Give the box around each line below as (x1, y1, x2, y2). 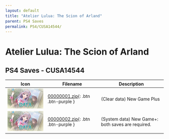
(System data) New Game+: (101, 116, 158, 122)
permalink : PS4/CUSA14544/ (5, 24, 62, 29)
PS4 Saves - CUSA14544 (5, 66, 85, 75)
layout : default (5, 8, 39, 13)
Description (119, 81, 144, 87)
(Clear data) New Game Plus (101, 96, 160, 102)
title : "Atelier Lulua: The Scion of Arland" (5, 13, 102, 19)
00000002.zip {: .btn (47, 116, 91, 122)
